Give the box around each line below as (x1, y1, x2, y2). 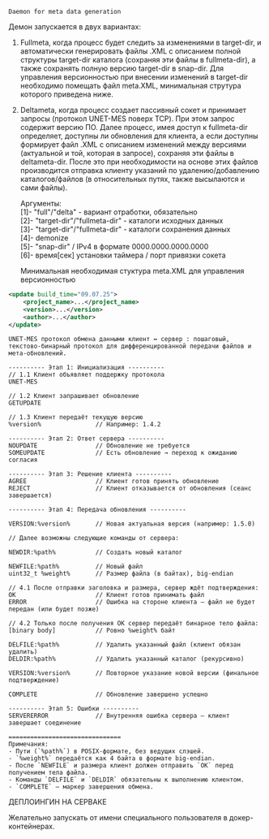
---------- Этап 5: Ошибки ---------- (8, 705, 139, 713)
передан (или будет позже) (8, 605, 100, 613)
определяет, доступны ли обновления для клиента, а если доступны (19, 131, 258, 141)
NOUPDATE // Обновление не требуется (8, 442, 190, 450)
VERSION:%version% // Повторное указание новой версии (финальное (8, 669, 259, 677)
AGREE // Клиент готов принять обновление (8, 478, 220, 486)
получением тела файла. (8, 768, 89, 777)
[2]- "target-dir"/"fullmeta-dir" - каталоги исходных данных (19, 216, 224, 225)
